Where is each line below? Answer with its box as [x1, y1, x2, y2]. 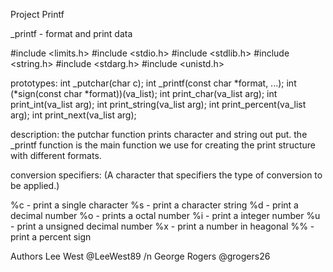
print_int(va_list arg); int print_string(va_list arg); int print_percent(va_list [10, 99, 307, 110]
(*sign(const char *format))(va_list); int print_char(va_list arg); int [10, 88, 278, 99]
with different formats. [10, 150, 102, 161]
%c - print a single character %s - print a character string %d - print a [10, 199, 299, 211]
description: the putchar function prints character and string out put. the [10, 129, 308, 140]
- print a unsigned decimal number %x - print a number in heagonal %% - [10, 220, 315, 232]
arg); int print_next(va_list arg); [10, 109, 137, 121]
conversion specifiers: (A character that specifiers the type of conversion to [10, 169, 323, 181]
